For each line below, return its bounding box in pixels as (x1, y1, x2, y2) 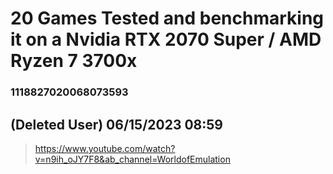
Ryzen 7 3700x (10, 50, 138, 72)
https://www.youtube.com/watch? (34, 142, 176, 154)
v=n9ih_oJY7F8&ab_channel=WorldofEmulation (34, 153, 231, 165)
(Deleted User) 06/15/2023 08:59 (10, 116, 223, 133)
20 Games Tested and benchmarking (10, 7, 325, 30)
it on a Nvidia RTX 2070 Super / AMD (10, 28, 322, 51)
